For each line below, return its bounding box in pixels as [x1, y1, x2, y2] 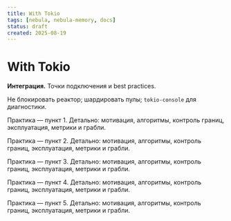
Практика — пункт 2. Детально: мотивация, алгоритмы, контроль [7, 137, 202, 145]
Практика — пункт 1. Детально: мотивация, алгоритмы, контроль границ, [7, 116, 225, 124]
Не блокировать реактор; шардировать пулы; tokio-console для [7, 95, 197, 104]
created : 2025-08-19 [7, 29, 67, 37]
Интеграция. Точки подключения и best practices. [7, 82, 156, 90]
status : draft [7, 23, 48, 30]
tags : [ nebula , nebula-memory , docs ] [7, 17, 116, 23]
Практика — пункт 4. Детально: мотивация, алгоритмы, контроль [7, 178, 202, 186]
